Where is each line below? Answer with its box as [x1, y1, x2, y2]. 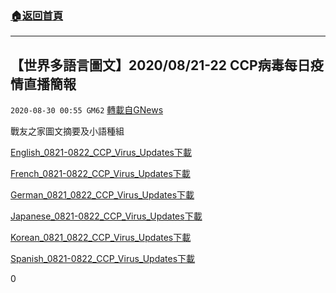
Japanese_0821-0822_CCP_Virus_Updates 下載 [10, 210, 203, 222]
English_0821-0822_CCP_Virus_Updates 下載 [10, 147, 192, 159]
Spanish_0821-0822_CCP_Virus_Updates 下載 [10, 253, 196, 265]
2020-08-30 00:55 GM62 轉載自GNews [10, 104, 164, 116]
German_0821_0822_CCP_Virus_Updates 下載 [10, 189, 195, 201]
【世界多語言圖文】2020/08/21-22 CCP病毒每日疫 [10, 57, 324, 74]
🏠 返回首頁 [10, 8, 64, 22]
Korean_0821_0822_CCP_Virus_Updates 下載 [10, 232, 192, 244]
